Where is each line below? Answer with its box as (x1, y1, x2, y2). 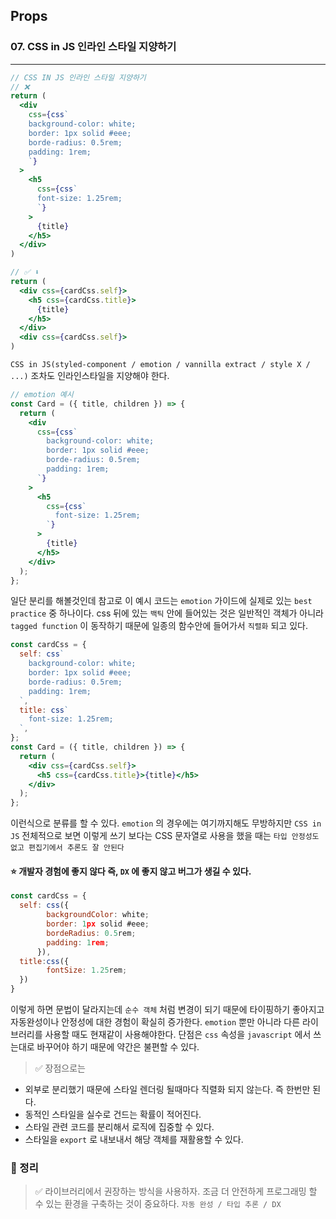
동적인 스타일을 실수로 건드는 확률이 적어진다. (24, 1109, 202, 1121)
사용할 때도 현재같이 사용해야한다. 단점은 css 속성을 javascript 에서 (44, 1029, 312, 1041)
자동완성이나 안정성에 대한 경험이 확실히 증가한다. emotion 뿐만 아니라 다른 (10, 1016, 301, 1028)
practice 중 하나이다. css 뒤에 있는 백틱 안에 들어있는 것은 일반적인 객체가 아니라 (10, 607, 324, 619)
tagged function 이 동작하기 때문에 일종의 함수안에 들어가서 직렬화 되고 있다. (10, 620, 308, 632)
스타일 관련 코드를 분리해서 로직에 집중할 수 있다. (24, 1121, 215, 1133)
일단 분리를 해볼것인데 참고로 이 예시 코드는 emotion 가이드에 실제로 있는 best (10, 595, 313, 607)
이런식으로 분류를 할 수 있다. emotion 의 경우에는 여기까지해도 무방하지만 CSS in (10, 817, 322, 829)
